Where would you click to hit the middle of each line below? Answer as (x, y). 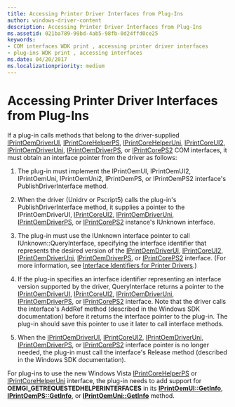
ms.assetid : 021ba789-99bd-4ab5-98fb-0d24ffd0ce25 (83, 33)
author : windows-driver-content (54, 20)
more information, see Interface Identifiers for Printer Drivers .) (107, 265)
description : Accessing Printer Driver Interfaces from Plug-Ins (105, 27)
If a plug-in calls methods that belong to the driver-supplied (94, 135)
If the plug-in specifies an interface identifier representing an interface (119, 279)
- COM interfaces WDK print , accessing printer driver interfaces (108, 46)
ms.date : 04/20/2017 (38, 60)
